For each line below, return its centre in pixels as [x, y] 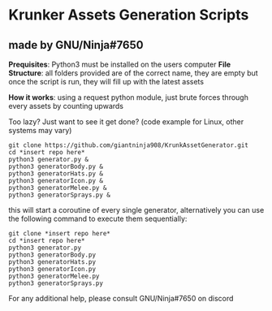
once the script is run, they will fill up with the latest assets [106, 82]
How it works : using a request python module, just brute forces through [129, 97]
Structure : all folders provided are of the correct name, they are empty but [133, 73]
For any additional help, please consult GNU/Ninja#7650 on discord [121, 298]
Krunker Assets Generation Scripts [129, 15]
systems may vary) [40, 130]
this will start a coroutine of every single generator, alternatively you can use [136, 210]
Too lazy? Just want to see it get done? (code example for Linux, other [126, 122]
